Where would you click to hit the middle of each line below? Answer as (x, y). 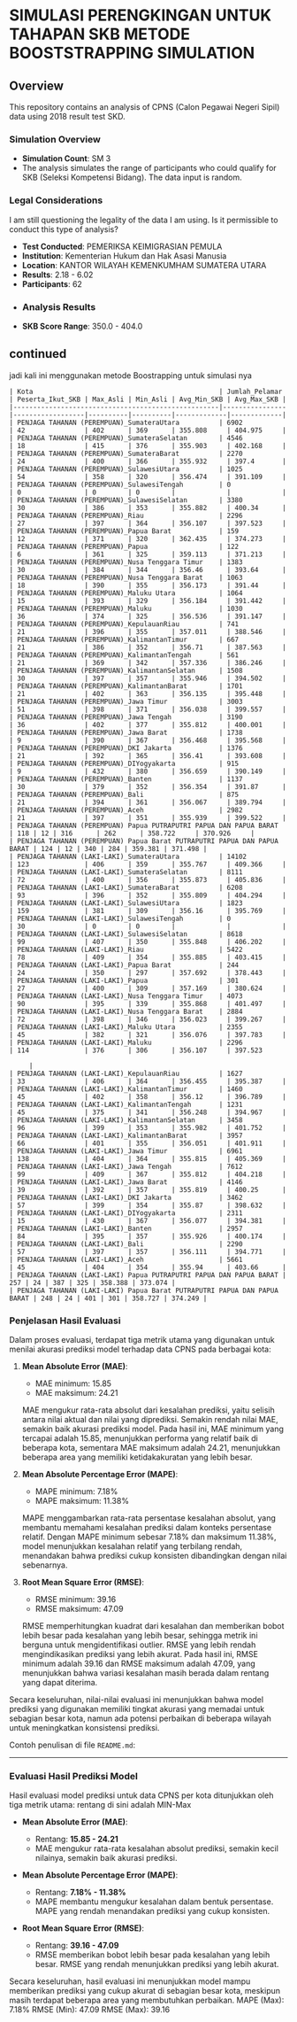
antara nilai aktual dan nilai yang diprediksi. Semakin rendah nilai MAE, (150, 1419)
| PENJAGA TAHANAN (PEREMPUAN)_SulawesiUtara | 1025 (126, 469)
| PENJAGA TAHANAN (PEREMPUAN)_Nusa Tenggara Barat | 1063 (126, 577)
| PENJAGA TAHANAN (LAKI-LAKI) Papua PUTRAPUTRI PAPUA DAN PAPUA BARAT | (148, 1275)
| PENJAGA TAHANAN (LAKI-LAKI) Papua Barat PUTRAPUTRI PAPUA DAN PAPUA (144, 1290)
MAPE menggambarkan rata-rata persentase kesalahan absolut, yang (149, 1518)
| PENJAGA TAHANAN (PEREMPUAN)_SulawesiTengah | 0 (120, 484)
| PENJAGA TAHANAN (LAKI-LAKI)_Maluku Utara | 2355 (126, 1027)
